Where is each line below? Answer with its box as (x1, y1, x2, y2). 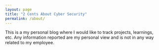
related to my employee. (5, 40, 54, 46)
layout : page (5, 7, 32, 12)
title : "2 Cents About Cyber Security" (5, 12, 87, 17)
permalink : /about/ (5, 16, 45, 21)
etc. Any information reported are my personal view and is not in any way (5, 34, 154, 40)
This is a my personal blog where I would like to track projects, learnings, (5, 30, 154, 35)
